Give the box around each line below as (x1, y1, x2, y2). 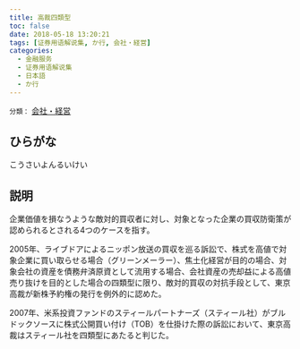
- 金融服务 (17, 55, 53, 64)
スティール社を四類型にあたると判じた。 (24, 330, 175, 341)
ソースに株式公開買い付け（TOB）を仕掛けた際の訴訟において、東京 (32, 319, 284, 329)
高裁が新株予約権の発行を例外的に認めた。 (9, 288, 167, 300)
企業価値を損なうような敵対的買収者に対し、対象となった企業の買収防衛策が (9, 214, 292, 225)
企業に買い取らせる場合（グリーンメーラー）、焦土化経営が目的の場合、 (16, 255, 279, 266)
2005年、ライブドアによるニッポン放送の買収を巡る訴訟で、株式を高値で (9, 243, 279, 255)
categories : (9, 47, 54, 55)
